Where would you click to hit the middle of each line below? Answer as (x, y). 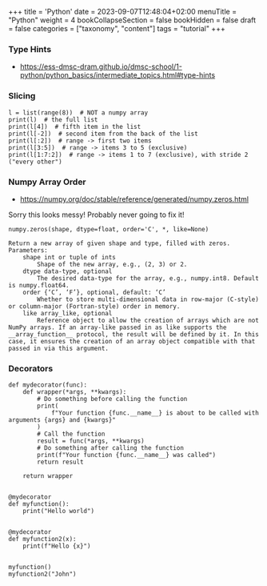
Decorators (31, 368)
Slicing (22, 96)
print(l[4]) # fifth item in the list (75, 126)
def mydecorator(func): (48, 385)
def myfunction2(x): (43, 540)
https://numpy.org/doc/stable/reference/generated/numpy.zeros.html (134, 199)
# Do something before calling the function (112, 399)
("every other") (35, 162)
